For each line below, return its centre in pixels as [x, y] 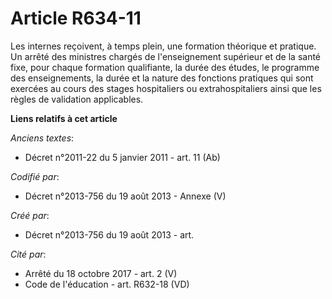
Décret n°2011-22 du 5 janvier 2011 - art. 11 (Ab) [122, 157]
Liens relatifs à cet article [64, 118]
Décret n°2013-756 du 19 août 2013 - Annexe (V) [125, 196]
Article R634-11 [76, 18]
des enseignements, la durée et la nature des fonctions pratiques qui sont [162, 78]
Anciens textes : [42, 138]
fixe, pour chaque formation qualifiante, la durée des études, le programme [165, 67]
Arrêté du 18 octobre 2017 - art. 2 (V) [101, 273]
